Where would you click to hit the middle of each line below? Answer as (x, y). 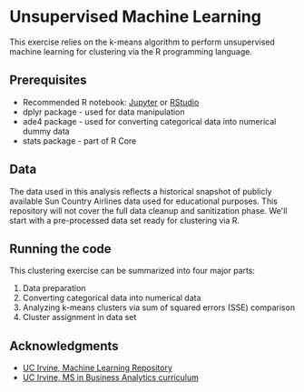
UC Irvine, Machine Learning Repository (97, 368)
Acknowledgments (64, 346)
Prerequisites (48, 80)
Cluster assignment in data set (79, 317)
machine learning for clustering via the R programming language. (131, 51)
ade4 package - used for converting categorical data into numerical (149, 121)
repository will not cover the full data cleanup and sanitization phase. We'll (148, 210)
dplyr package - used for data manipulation (103, 112)
